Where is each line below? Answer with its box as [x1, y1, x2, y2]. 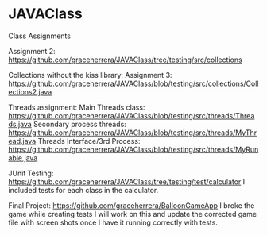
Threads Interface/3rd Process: [37, 136, 141, 145]
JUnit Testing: [8, 168, 54, 178]
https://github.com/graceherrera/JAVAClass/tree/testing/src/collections [8, 55, 242, 64]
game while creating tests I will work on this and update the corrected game [8, 209, 257, 218]
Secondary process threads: [33, 119, 127, 129]
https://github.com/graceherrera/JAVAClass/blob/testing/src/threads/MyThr [8, 128, 257, 137]
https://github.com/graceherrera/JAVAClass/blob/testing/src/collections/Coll [8, 79, 259, 88]
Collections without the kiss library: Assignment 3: [8, 70, 172, 79]
